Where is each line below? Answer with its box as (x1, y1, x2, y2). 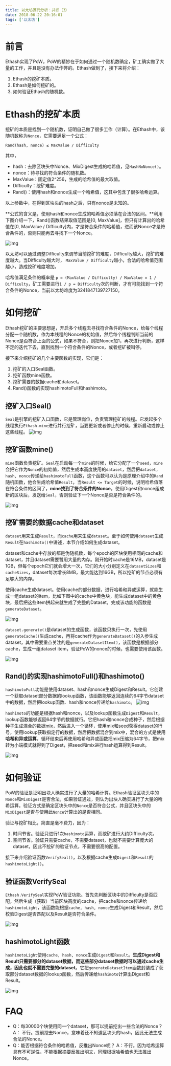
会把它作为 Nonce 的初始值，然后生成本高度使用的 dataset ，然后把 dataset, (5, 466, 159, 472)
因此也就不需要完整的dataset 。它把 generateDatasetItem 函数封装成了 (14, 965, 159, 970)
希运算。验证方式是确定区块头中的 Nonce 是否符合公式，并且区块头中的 (5, 802, 151, 809)
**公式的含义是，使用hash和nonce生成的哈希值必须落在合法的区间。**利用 (5, 211, 163, 217)
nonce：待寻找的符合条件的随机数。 (12, 170, 89, 176)
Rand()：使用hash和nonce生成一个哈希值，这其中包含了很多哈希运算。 (12, 189, 162, 195)
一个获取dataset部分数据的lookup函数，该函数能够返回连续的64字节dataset (5, 693, 164, 699)
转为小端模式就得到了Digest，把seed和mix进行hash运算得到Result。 (5, 742, 150, 748)
